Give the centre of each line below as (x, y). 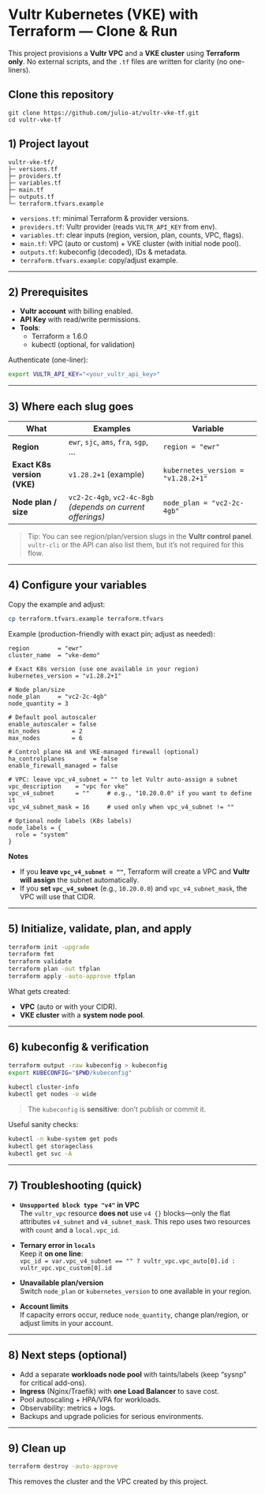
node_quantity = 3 (38, 704)
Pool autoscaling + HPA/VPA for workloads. (90, 1399)
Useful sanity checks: (43, 1125)
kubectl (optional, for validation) (83, 345)
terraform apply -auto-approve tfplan (72, 977)
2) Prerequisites (49, 292)
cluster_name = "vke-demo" (54, 655)
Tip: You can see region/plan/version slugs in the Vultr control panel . (140, 536)
